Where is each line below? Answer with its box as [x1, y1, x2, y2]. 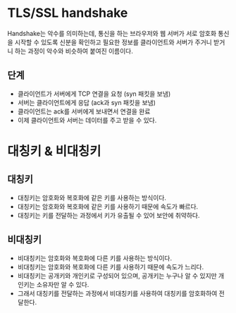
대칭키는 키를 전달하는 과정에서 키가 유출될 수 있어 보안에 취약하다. [17, 211, 200, 219]
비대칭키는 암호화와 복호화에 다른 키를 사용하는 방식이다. [17, 254, 173, 262]
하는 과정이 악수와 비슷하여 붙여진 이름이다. [14, 47, 134, 55]
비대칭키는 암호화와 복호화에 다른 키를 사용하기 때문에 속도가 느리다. [17, 262, 204, 271]
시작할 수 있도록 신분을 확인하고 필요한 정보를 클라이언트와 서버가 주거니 [14, 37, 213, 47]
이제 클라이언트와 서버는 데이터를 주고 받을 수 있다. [17, 116, 157, 124]
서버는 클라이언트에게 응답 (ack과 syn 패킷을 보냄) [17, 98, 156, 106]
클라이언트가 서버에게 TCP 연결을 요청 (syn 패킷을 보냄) [17, 90, 171, 98]
